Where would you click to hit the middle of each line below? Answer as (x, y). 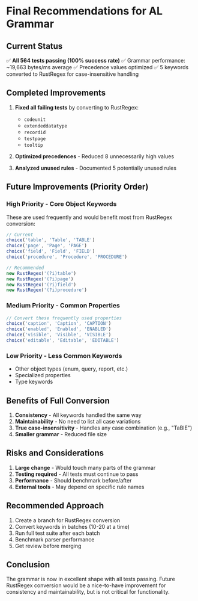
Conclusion (28, 565)
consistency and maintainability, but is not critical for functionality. (88, 592)
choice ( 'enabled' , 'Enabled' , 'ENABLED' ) (59, 329)
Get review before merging (48, 546)
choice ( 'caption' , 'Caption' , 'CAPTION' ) (59, 324)
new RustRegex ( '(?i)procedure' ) (46, 290)
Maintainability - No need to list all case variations (78, 422)
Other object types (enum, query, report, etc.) (71, 369)
